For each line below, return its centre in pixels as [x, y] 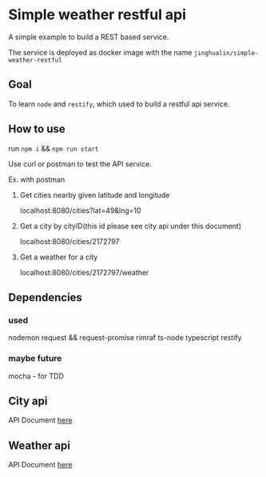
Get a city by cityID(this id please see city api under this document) [131, 226]
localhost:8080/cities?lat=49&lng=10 [80, 210]
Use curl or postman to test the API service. [80, 164]
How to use [37, 129]
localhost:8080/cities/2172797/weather [84, 272]
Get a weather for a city [59, 257]
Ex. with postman [37, 179]
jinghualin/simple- [226, 53]
